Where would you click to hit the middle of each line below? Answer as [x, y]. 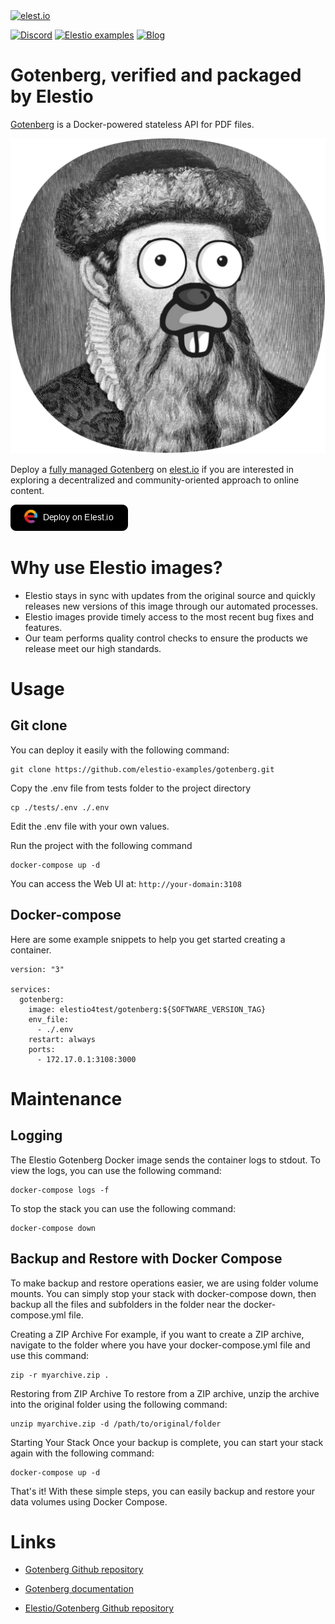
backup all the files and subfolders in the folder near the [126, 1304]
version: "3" [37, 969]
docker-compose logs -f [60, 1190]
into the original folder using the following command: [119, 1404]
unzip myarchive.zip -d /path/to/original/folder [116, 1424]
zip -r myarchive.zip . [60, 1375]
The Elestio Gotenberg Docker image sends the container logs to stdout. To [165, 1160]
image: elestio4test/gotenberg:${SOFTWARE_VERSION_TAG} [147, 1009]
